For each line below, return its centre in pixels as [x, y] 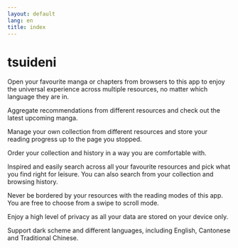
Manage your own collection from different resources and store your [108, 132]
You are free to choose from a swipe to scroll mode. [83, 203]
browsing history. [33, 182]
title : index [27, 27]
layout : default [31, 14]
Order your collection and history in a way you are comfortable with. [107, 153]
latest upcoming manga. [43, 118]
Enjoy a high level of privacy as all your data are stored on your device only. [118, 217]
